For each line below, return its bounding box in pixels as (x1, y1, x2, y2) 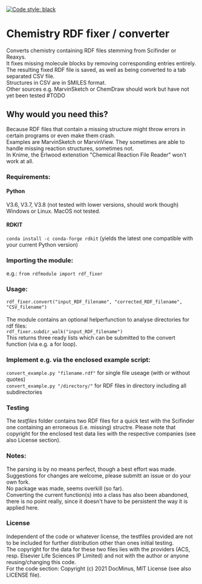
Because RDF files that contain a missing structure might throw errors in (6, 125, 186, 132)
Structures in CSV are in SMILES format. (6, 79, 106, 86)
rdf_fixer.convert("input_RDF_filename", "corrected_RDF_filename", (6, 299, 183, 305)
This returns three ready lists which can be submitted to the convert (6, 334, 175, 341)
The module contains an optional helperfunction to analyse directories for (6, 316, 190, 323)
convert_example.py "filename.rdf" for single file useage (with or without (6, 369, 191, 376)
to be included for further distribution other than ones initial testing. (6, 539, 174, 547)
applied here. (6, 504, 39, 511)
